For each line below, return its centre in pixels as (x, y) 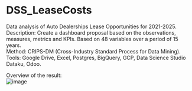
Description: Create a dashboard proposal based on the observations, (91, 32)
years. (14, 45)
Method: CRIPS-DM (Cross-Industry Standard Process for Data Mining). (94, 51)
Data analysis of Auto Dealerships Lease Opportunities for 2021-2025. (92, 26)
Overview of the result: (34, 75)
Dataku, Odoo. (24, 64)
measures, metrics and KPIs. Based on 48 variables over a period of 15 (92, 39)
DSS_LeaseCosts (49, 10)
